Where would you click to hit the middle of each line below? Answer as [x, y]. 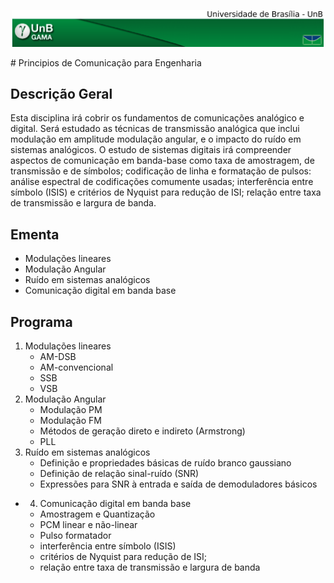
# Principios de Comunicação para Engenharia [106, 62]
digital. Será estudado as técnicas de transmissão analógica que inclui [155, 129]
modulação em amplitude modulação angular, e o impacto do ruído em [156, 139]
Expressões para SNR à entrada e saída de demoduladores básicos [178, 484]
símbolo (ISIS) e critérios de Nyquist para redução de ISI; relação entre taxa [166, 192]
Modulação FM [70, 421]
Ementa [35, 234]
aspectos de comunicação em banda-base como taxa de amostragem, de [162, 161]
